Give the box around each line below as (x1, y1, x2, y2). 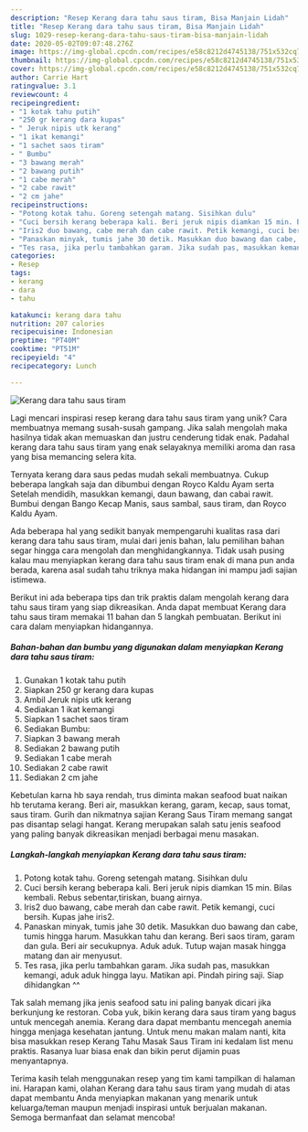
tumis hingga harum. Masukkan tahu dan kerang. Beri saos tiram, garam (23, 930, 295, 942)
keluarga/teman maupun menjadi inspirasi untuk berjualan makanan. (10, 1102, 268, 1113)
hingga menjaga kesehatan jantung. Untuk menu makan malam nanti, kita (10, 1026, 286, 1037)
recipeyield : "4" (10, 353, 77, 362)
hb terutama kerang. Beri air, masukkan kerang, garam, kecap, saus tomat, (10, 799, 291, 810)
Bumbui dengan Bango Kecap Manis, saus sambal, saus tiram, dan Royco (10, 497, 287, 508)
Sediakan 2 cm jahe (23, 772, 99, 783)
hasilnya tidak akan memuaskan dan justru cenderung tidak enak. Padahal (10, 432, 290, 443)
